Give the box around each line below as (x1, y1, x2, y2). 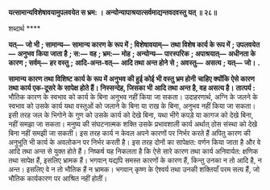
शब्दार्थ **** (8, 24, 41, 33)
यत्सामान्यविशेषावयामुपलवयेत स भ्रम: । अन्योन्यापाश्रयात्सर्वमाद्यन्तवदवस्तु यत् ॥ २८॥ (8, 8, 218, 17)
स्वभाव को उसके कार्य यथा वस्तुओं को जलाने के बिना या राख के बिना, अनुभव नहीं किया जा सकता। (8, 101, 256, 110)
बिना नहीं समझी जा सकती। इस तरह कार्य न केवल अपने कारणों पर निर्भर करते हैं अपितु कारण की (8, 129, 251, 138)
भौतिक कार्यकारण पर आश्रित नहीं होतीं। (8, 174, 107, 183)
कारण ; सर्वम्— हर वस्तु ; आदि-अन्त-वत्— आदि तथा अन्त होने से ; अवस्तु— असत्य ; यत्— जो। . (8, 58, 260, 68)
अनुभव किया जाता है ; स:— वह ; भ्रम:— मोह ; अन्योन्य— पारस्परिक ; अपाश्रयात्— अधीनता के (17, 49, 256, 58)
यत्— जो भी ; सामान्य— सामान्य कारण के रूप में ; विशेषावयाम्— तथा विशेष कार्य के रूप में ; (8, 40, 235, 49)
